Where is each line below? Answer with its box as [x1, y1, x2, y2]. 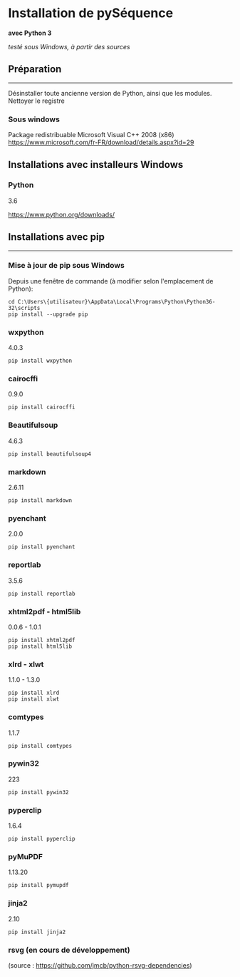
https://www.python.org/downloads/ [8, 210, 115, 219]
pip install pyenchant [8, 543, 75, 551]
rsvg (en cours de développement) [8, 945, 130, 955]
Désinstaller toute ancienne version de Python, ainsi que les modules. [8, 89, 212, 97]
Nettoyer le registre [8, 96, 65, 105]
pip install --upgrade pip [8, 311, 88, 318]
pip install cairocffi [8, 404, 75, 411]
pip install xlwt [8, 696, 60, 703]
